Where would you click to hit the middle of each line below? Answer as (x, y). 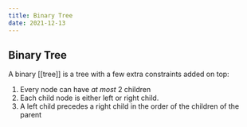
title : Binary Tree (41, 15)
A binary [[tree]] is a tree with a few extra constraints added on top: (119, 74)
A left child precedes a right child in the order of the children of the (129, 106)
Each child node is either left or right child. (89, 98)
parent (31, 115)
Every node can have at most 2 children (85, 90)
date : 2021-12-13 (37, 23)
